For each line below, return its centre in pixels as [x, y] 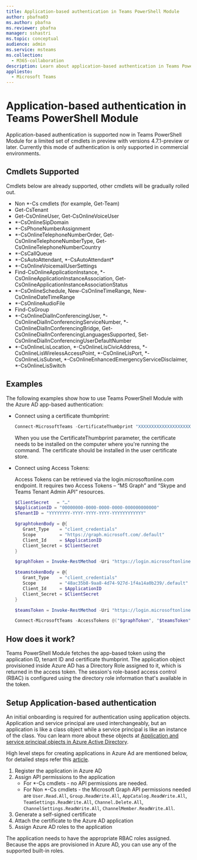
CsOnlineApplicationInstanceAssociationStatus [71, 285]
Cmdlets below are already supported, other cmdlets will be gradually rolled [98, 186]
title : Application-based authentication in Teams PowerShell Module [93, 11]
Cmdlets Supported [43, 172]
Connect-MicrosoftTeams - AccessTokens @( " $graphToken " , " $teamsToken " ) [104, 621]
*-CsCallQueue [33, 253]
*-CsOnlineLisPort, [120, 353]
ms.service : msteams [31, 50]
